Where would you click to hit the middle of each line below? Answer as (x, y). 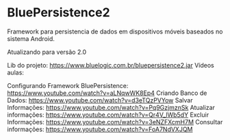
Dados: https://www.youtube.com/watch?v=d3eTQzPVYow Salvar (100, 100)
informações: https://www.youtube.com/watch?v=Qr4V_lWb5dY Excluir (108, 115)
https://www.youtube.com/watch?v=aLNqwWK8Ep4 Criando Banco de (107, 93)
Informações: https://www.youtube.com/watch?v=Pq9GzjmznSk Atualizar (111, 107)
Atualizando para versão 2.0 (47, 52)
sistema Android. (31, 38)
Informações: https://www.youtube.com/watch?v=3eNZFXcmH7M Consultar (115, 122)
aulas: (15, 72)
